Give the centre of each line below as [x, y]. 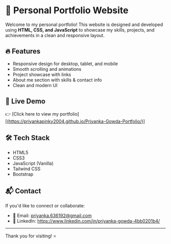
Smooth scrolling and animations [47, 69]
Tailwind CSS [26, 169]
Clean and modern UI [35, 85]
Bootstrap [23, 174]
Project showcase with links [42, 74]
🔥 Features [23, 51]
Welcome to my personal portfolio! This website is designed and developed [84, 24]
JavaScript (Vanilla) [33, 164]
